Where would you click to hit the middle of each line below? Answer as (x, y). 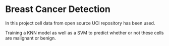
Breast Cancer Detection (58, 9)
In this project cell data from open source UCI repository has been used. (80, 23)
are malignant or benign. (31, 38)
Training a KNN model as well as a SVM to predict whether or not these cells (84, 32)
